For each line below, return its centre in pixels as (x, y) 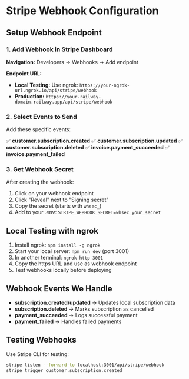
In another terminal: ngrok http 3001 (59, 258)
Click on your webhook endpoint (54, 194)
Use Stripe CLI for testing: (38, 354)
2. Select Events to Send (42, 117)
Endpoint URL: (24, 73)
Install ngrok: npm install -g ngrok (57, 245)
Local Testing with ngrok (52, 231)
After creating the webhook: (40, 182)
